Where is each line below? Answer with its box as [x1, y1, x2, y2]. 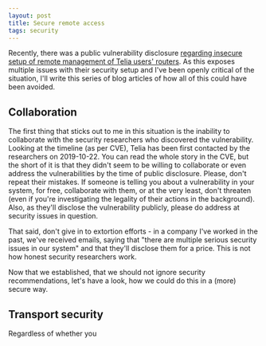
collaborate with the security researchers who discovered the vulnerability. [8, 135, 254, 144]
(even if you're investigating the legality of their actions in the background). [8, 195, 255, 204]
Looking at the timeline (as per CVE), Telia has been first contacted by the [8, 144, 251, 153]
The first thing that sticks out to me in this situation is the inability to [8, 127, 230, 136]
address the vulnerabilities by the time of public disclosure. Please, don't [8, 169, 247, 179]
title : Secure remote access [8, 19, 105, 27]
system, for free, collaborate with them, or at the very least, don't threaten [8, 186, 252, 195]
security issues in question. [8, 211, 98, 221]
